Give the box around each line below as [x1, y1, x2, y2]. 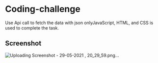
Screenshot [5, 39, 42, 48]
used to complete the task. [5, 25, 59, 31]
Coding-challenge [5, 3, 81, 15]
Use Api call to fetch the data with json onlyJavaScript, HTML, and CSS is [5, 20, 154, 26]
